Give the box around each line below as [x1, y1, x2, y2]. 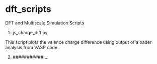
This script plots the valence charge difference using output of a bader [5, 39, 152, 45]
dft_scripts [5, 3, 51, 15]
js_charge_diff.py [12, 29, 48, 35]
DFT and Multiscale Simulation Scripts [5, 20, 85, 26]
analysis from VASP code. [5, 44, 59, 50]
